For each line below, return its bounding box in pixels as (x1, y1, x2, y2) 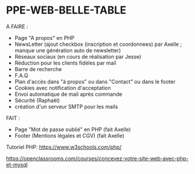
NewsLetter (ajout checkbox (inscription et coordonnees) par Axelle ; (14, 41, 182, 48)
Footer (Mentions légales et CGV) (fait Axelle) (14, 132, 125, 139)
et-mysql (6, 161, 28, 168)
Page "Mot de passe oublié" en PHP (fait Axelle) (14, 126, 131, 133)
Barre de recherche (14, 65, 62, 72)
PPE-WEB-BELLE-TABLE (6, 4, 127, 17)
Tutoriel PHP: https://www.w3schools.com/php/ (6, 143, 122, 150)
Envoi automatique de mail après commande (14, 91, 122, 98)
